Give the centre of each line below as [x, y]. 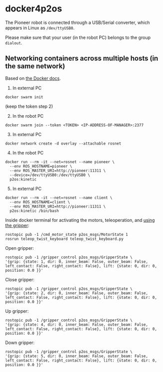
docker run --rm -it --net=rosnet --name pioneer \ [60, 162]
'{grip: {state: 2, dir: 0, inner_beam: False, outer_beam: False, [77, 293]
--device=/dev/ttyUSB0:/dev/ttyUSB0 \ [50, 175]
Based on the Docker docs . [33, 78]
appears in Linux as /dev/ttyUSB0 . [40, 27]
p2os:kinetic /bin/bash [34, 211]
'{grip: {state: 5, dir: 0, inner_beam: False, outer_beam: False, [77, 356]
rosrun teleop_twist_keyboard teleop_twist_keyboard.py [64, 239]
